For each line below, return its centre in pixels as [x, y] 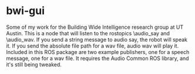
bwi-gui [26, 11]
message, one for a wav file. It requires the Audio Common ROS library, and [97, 58]
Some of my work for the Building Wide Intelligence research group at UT [95, 27]
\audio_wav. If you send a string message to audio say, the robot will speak [97, 39]
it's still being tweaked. [34, 64]
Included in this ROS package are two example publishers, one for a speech [98, 52]
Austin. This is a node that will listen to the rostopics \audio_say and [88, 33]
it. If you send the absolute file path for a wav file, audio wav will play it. [93, 46]
